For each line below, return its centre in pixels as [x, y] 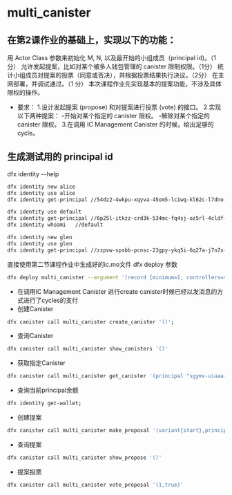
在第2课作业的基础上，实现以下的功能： [92, 40]
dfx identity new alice [41, 187]
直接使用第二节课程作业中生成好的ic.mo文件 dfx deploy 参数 [92, 264]
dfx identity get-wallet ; [44, 403]
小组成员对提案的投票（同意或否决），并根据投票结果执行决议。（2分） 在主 [118, 75]
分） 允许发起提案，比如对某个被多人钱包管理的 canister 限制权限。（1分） [112, 66]
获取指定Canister [41, 363]
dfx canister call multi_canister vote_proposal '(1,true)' [96, 485]
